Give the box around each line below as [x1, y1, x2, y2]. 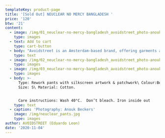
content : [5, 26, 23, 30]
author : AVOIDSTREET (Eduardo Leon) [5, 121, 80, 126]
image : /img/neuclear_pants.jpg [14, 111, 80, 117]
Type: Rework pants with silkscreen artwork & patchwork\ [18, 80, 139, 85]
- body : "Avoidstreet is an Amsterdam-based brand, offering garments [9, 48, 157, 53]
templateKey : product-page [5, 7, 60, 12]
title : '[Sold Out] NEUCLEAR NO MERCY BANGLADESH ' [5, 12, 113, 17]
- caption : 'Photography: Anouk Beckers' [9, 107, 96, 112]
